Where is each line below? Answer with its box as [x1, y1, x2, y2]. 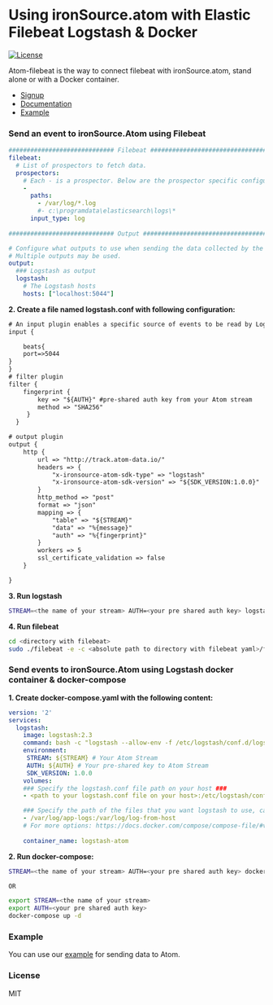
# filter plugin [8, 373, 63, 381]
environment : [23, 747, 67, 755]
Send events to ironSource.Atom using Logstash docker [8, 664, 234, 675]
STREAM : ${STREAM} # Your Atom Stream [26, 754, 158, 762]
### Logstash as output [15, 267, 96, 275]
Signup [19, 90, 45, 99]
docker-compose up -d [8, 912, 82, 920]
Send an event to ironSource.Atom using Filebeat [8, 128, 206, 139]
